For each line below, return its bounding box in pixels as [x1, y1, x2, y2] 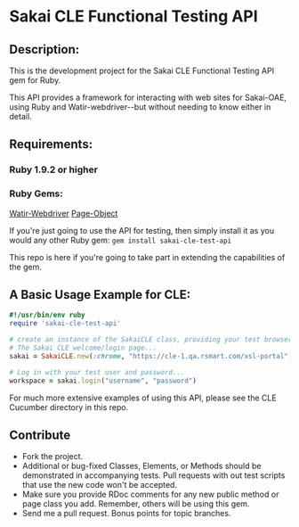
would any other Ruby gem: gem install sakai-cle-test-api [9, 235, 232, 245]
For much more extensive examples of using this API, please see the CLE [9, 392, 278, 403]
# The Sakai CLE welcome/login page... [9, 343, 158, 353]
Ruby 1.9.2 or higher [9, 163, 98, 176]
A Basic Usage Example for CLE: [9, 287, 191, 302]
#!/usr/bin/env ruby [9, 310, 86, 320]
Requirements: [9, 136, 93, 152]
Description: [9, 42, 80, 57]
